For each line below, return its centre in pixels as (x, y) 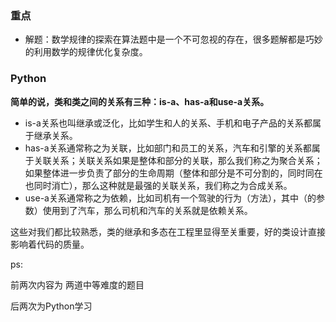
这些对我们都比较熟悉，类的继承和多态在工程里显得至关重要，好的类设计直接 (168, 231)
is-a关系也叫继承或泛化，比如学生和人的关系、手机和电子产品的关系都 (168, 123)
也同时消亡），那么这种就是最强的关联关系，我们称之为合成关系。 (158, 185)
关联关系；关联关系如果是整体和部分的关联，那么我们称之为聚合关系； (178, 160)
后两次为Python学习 (51, 306)
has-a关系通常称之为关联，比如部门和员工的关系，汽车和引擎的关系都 (168, 148)
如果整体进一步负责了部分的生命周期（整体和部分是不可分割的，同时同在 (173, 173)
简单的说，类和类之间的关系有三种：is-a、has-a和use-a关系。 (140, 101)
